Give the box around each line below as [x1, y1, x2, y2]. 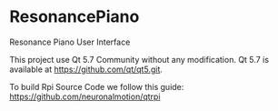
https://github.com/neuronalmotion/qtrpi [9, 91, 161, 102]
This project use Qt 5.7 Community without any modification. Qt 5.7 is [9, 54, 270, 65]
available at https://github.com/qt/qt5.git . [9, 64, 164, 75]
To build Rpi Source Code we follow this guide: [9, 81, 184, 92]
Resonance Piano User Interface [9, 36, 131, 47]
